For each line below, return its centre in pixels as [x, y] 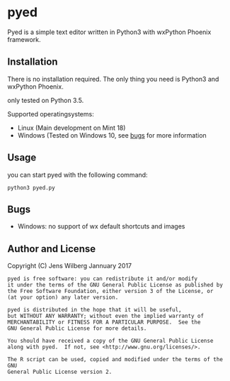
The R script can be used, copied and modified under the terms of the [115, 360]
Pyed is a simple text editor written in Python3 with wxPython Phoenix [109, 32]
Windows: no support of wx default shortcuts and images [101, 226]
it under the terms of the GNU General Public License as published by [115, 285]
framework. [24, 39]
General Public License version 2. [60, 372]
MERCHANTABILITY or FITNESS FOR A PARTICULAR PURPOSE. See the [104, 322]
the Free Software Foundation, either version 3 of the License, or [110, 292]
